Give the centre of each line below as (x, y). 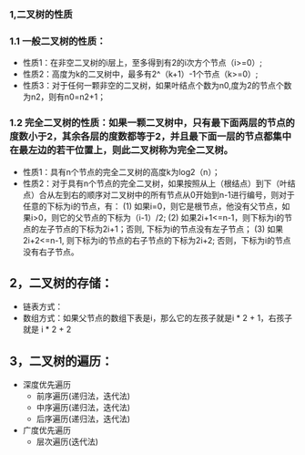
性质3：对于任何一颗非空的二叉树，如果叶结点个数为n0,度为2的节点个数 (157, 86)
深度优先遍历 (46, 385)
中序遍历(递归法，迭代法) (83, 408)
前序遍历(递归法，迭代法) (83, 396)
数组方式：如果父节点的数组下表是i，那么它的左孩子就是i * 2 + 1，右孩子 (158, 318)
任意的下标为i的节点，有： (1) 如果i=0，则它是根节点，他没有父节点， (152, 206)
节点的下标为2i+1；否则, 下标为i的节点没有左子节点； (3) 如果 (169, 229)
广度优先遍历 (46, 430)
